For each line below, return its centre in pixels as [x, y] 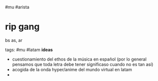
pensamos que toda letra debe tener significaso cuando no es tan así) [83, 64]
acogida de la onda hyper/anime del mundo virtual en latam [72, 69]
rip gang [23, 27]
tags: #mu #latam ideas [29, 50]
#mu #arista [17, 7]
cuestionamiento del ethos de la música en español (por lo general [79, 59]
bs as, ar [14, 40]
